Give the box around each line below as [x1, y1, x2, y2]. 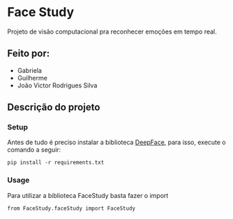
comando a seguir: [7, 146, 61, 154]
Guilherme [17, 73, 47, 82]
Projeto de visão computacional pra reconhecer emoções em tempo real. [7, 27, 218, 36]
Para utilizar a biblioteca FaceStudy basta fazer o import [7, 191, 169, 199]
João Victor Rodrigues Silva [17, 81, 98, 90]
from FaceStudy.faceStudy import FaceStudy [7, 204, 136, 212]
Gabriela [17, 66, 42, 74]
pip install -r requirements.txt [7, 159, 105, 167]
